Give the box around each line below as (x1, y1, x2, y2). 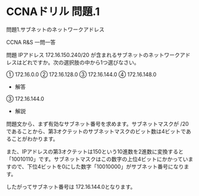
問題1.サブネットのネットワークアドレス (6, 26, 105, 33)
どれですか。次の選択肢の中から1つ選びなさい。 (22, 59, 140, 66)
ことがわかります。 (11, 135, 59, 142)
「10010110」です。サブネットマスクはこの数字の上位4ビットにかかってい (6, 155, 189, 162)
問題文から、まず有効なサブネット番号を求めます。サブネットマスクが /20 (6, 120, 189, 127)
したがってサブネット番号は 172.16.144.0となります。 (6, 183, 136, 190)
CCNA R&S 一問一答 (6, 38, 56, 46)
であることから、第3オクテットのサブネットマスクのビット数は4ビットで (6, 128, 186, 135)
